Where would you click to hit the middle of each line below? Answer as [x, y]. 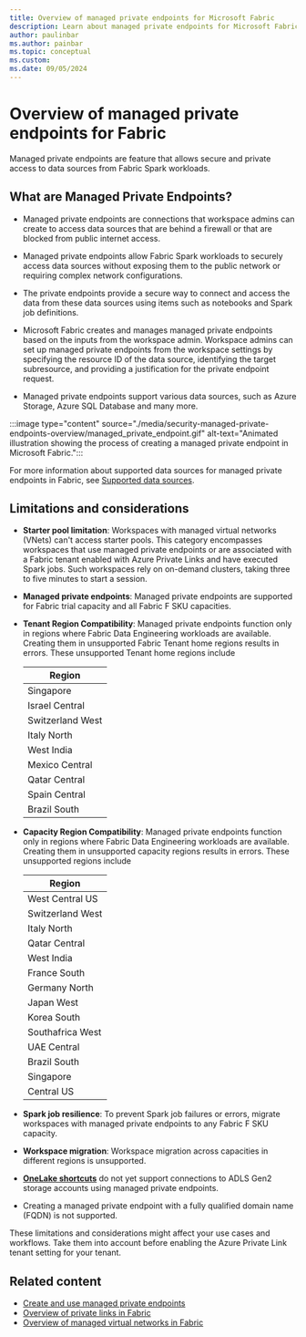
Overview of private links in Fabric [87, 1313]
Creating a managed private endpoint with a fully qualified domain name [158, 1206]
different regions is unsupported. [84, 1161]
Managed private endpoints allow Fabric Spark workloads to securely [153, 255]
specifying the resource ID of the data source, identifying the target [149, 359]
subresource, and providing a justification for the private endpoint [146, 368]
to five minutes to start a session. [85, 579]
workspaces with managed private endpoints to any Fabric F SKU [145, 1124]
